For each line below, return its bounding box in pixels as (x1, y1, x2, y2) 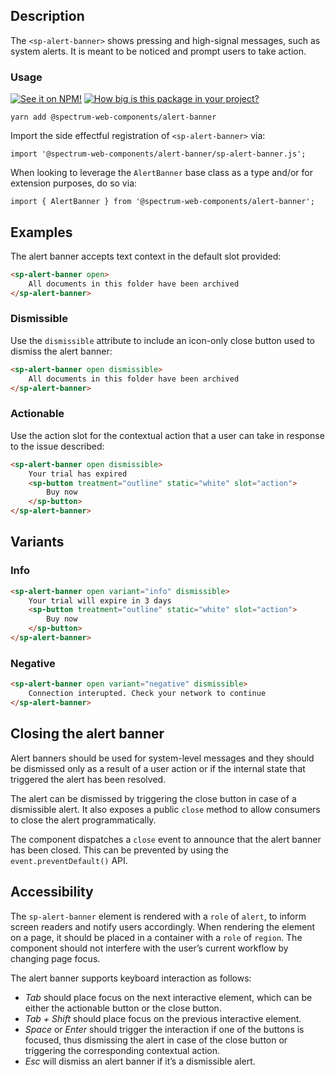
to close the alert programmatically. (10, 814, 157, 826)
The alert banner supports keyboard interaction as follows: (10, 972, 252, 984)
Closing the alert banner (10, 725, 165, 743)
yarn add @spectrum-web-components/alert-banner (10, 112, 217, 123)
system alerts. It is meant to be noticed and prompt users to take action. (10, 45, 307, 57)
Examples (10, 224, 73, 241)
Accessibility (10, 884, 94, 901)
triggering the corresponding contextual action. (24, 1044, 220, 1056)
